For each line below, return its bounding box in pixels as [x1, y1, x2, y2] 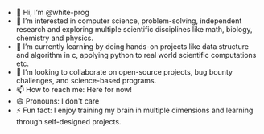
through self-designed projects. [15, 117, 122, 126]
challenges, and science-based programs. [15, 76, 157, 85]
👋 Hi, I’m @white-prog [15, 8, 90, 17]
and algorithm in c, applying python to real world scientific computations [15, 51, 257, 59]
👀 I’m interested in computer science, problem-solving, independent [15, 16, 242, 26]
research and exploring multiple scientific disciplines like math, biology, [15, 25, 253, 34]
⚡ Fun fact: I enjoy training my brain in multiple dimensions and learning [15, 105, 254, 115]
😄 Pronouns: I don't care [15, 96, 100, 106]
